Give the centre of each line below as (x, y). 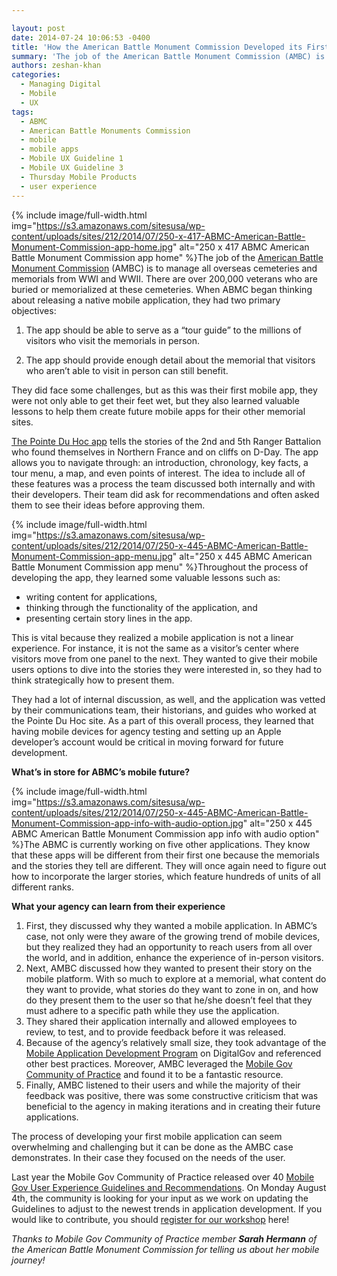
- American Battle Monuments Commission (105, 131)
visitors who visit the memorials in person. (113, 340)
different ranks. (43, 887)
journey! (28, 1260)
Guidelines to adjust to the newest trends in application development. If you (167, 1208)
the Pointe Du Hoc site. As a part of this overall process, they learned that (162, 720)
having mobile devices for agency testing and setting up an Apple (146, 731)
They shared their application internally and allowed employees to (161, 1021)
